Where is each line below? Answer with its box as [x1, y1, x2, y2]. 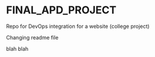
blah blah [6, 45, 29, 52]
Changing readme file [6, 34, 59, 41]
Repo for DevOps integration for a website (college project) [6, 23, 150, 30]
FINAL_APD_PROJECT [6, 3, 117, 17]
